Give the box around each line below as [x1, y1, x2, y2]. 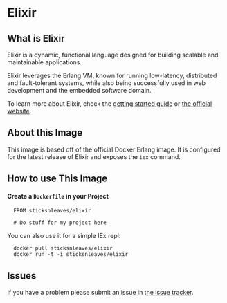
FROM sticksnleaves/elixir [13, 208, 91, 214]
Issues [7, 270, 37, 282]
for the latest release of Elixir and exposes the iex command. [7, 152, 181, 160]
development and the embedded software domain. [7, 86, 152, 94]
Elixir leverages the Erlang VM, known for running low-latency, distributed [7, 71, 217, 80]
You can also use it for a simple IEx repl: [7, 232, 121, 240]
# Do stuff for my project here [13, 219, 107, 226]
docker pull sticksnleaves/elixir [13, 245, 113, 252]
